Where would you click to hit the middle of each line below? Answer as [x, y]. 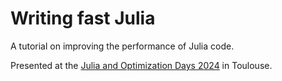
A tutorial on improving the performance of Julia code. [122, 46]
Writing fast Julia [83, 18]
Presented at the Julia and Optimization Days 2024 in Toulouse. [141, 65]
